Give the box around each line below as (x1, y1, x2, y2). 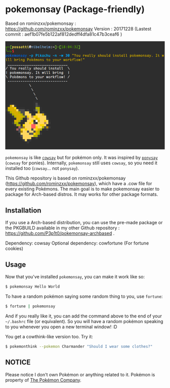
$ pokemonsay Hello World (5, 284, 60, 290)
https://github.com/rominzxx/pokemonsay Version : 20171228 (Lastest (5, 25, 152, 31)
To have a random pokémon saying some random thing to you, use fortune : (5, 293, 163, 299)
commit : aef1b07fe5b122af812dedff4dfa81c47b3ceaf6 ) (5, 31, 122, 37)
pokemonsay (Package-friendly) (5, 4, 145, 15)
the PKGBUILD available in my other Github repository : (5, 225, 120, 231)
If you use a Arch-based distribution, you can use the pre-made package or (5, 220, 163, 226)
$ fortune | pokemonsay (5, 303, 56, 309)
